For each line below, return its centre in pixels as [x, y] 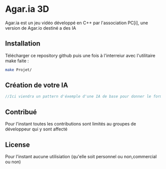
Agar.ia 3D [27, 9]
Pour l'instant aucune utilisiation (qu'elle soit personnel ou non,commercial [81, 156]
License [18, 145]
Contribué [21, 112]
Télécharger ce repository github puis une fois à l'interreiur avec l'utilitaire [80, 55]
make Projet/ [19, 70]
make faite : [17, 61]
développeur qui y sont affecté [36, 129]
